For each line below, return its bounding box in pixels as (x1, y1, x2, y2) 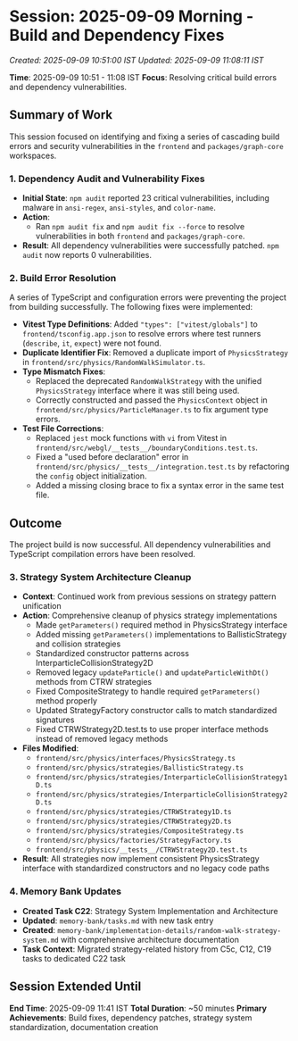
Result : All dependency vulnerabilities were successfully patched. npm (21, 240, 279, 251)
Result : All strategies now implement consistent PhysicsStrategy (21, 854, 261, 864)
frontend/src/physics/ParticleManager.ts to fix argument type (35, 404, 269, 415)
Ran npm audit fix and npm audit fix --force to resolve (35, 221, 245, 232)
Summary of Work (9, 107, 113, 122)
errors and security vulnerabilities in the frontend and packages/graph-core (9, 140, 284, 151)
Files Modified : (21, 743, 79, 754)
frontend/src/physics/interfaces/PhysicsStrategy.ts (35, 754, 236, 763)
